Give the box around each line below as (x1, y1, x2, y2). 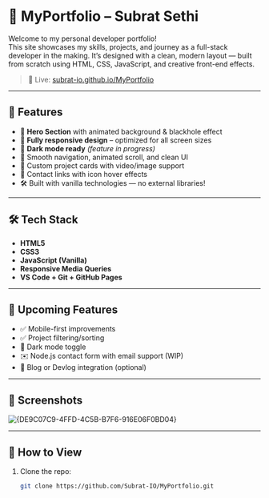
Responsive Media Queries (19, 263, 112, 273)
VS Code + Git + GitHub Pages (19, 272, 122, 282)
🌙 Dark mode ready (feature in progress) (19, 143, 156, 153)
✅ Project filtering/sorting (19, 333, 105, 343)
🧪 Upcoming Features (8, 303, 118, 316)
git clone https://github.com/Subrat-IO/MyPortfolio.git (19, 482, 215, 490)
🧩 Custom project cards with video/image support (19, 160, 185, 171)
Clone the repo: (19, 467, 72, 476)
